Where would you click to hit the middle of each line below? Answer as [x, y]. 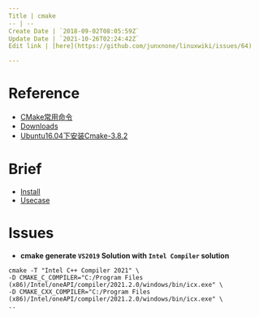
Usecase [35, 200]
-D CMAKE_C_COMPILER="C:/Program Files [76, 277]
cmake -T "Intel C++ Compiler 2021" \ [74, 270]
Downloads [39, 126]
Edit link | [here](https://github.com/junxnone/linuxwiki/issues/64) [130, 46]
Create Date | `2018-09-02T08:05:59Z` [74, 31]
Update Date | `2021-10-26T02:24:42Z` [74, 39]
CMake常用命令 [46, 117]
